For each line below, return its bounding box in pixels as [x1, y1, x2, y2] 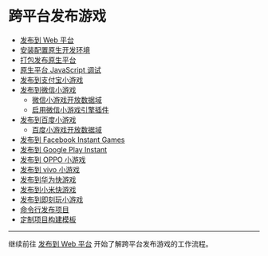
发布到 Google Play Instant [19, 144, 108, 154]
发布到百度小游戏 [19, 115, 77, 124]
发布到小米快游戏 [19, 184, 77, 194]
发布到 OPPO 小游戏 [19, 155, 86, 164]
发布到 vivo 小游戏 [19, 164, 80, 174]
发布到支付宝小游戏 [19, 75, 84, 85]
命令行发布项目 [19, 204, 69, 214]
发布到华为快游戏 [19, 175, 77, 184]
